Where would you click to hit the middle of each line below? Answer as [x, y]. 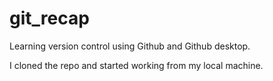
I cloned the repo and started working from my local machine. [136, 65]
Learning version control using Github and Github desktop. [130, 46]
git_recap [49, 18]
